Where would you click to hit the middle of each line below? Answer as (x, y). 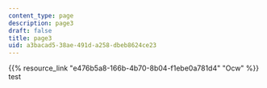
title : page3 (30, 38)
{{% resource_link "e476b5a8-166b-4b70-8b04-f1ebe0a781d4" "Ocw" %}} (134, 68)
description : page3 (41, 23)
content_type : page (41, 16)
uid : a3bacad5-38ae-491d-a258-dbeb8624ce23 (83, 46)
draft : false (30, 30)
